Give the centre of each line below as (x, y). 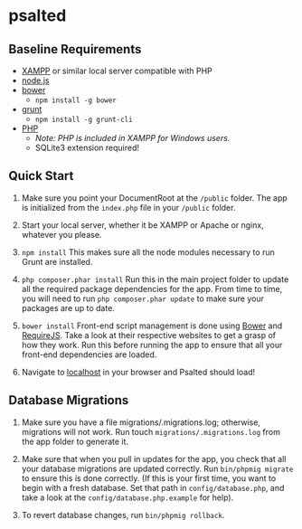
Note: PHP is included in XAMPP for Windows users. (132, 138)
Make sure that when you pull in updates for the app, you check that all (154, 458)
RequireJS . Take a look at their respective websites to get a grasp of (149, 335)
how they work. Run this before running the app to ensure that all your (152, 345)
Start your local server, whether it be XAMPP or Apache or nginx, (142, 225)
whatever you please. (61, 234)
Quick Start (41, 176)
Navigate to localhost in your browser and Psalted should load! (138, 372)
